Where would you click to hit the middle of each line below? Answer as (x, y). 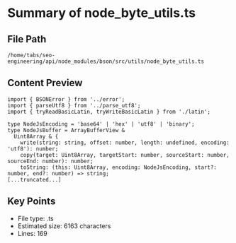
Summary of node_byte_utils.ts (102, 13)
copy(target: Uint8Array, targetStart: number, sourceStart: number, (125, 155)
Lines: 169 (32, 233)
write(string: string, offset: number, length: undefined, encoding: (125, 143)
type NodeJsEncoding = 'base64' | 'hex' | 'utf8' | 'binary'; (101, 124)
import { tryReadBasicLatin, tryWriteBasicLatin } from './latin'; (109, 112)
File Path (27, 39)
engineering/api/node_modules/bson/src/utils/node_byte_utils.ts (106, 61)
